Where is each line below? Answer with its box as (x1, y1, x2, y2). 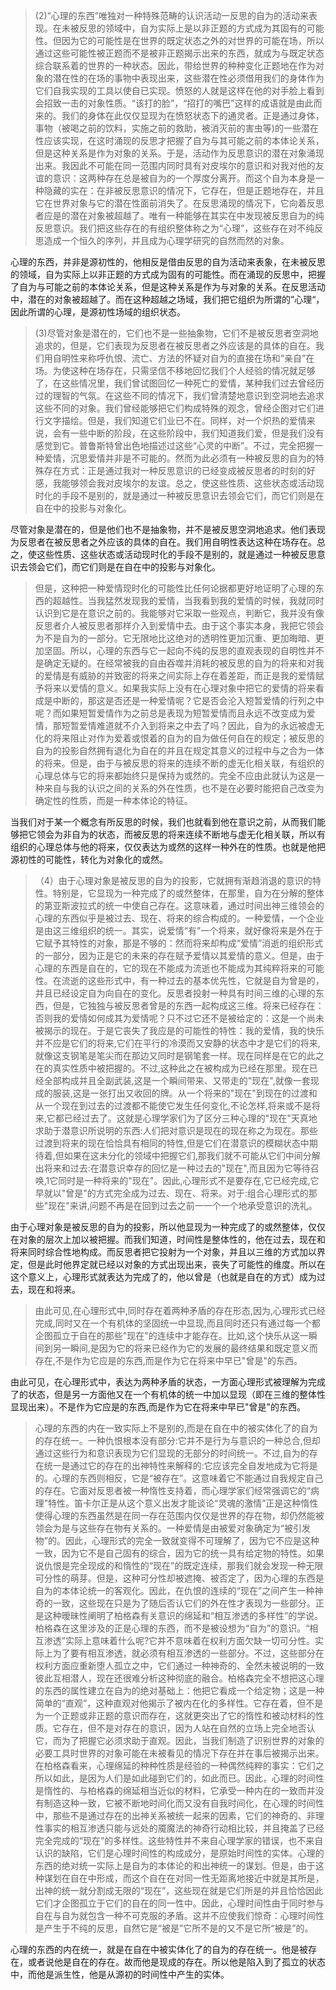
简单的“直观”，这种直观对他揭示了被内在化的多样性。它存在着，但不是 (34, 1697, 324, 1709)
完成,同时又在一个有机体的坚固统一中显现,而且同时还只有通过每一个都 (34, 1317, 321, 1329)
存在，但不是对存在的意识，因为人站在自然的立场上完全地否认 (61, 1722, 316, 1734)
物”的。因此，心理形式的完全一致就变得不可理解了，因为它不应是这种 (34, 1535, 320, 1546)
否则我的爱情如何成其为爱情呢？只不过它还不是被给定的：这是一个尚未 (34, 1012, 325, 1024)
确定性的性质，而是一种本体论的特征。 (34, 795, 193, 806)
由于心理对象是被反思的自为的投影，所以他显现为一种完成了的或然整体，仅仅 (10, 1221, 326, 1233)
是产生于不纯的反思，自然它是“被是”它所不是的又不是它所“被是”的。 (34, 1922, 314, 1934)
